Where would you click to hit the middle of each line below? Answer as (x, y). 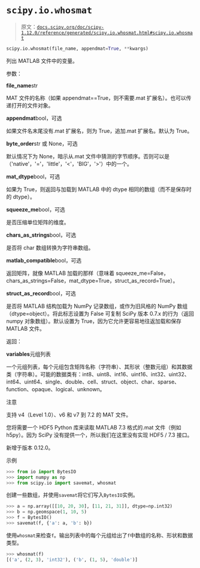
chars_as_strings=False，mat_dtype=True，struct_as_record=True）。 (92, 280)
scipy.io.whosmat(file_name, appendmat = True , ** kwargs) (77, 49)
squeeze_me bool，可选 (36, 209)
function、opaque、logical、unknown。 (56, 389)
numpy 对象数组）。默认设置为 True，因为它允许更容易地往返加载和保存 (94, 321)
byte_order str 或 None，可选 (42, 143)
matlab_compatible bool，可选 (44, 260)
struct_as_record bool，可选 (41, 293)
